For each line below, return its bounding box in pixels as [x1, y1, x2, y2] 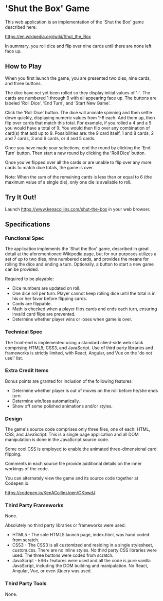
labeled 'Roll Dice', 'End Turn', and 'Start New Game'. [5, 100, 111, 106]
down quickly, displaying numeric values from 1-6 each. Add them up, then [5, 115, 155, 121]
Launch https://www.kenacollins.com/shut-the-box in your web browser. [5, 206, 151, 212]
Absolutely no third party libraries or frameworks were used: [5, 522, 126, 528]
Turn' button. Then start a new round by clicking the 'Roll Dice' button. [5, 150, 146, 156]
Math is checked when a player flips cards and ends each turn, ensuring [12, 306, 157, 312]
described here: [5, 24, 37, 30]
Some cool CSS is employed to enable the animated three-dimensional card [5, 446, 157, 452]
